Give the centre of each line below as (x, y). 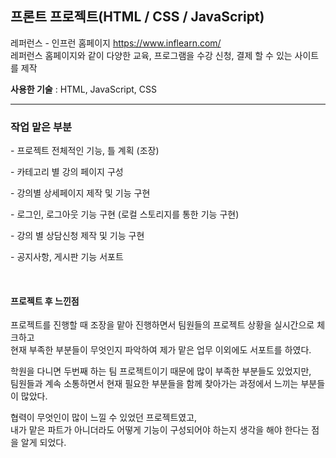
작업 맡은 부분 (41, 127)
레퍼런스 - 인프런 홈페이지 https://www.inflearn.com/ (116, 43)
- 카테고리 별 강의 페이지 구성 (67, 172)
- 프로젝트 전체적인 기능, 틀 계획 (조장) (85, 151)
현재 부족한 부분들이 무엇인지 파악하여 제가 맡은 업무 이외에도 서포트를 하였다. (161, 350)
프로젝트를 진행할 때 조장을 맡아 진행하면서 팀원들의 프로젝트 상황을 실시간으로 (162, 325)
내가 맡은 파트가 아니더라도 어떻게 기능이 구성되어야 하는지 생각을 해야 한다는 (160, 430)
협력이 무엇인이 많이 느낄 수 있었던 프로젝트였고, (104, 418)
